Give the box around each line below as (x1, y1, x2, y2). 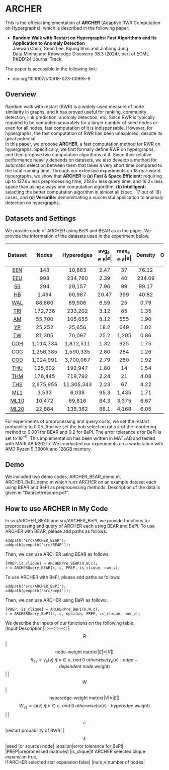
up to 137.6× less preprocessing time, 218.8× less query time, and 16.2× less (5, 178, 163, 184)
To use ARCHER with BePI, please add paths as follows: (5, 574, 121, 581)
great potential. (5, 135, 37, 141)
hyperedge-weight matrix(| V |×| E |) (49, 695, 120, 701)
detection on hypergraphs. (5, 200, 60, 206)
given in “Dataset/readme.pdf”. (5, 490, 69, 496)
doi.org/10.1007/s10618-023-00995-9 (12, 75, 91, 81)
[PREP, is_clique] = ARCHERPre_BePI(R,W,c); (5, 607, 100, 612)
